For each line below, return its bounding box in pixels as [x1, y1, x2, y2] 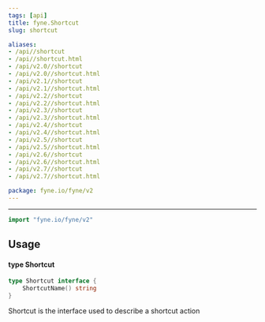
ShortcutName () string [22, 285, 97, 293]
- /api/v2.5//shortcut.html [8, 143, 101, 151]
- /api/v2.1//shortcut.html [8, 84, 101, 92]
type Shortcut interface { [8, 277, 97, 285]
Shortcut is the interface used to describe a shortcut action [8, 305, 200, 316]
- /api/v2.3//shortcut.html [8, 114, 101, 122]
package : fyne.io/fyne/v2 [8, 187, 93, 195]
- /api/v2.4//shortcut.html [8, 129, 101, 137]
